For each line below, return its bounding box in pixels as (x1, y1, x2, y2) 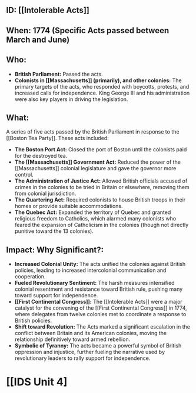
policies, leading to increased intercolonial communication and (14, 267, 167, 274)
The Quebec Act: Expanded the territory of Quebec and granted (14, 209, 171, 216)
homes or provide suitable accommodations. (14, 203, 123, 210)
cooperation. (14, 273, 46, 280)
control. (14, 171, 34, 178)
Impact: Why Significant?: (6, 245, 104, 255)
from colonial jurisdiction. (14, 190, 77, 197)
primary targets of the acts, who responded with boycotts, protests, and (14, 83, 190, 90)
